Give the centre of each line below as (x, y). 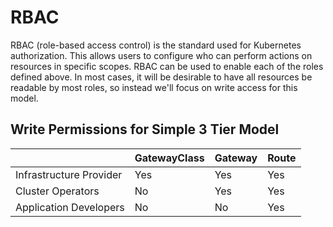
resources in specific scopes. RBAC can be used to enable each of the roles (167, 66)
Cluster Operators (57, 191)
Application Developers (70, 207)
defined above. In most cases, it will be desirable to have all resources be (161, 77)
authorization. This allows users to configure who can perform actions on (161, 55)
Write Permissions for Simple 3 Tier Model (145, 129)
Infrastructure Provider (69, 174)
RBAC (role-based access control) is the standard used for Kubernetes (156, 45)
